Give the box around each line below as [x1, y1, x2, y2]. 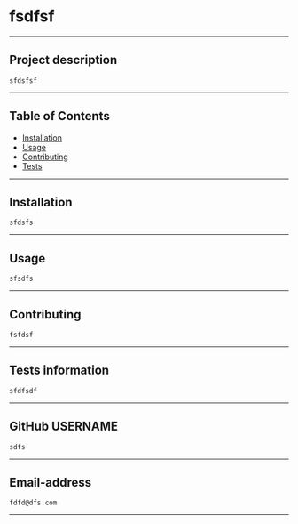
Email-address [9, 475, 92, 490]
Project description [9, 52, 118, 68]
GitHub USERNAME [9, 419, 118, 434]
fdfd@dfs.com [9, 498, 58, 508]
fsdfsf [9, 6, 55, 27]
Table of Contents [9, 109, 111, 124]
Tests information [9, 363, 109, 378]
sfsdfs [9, 274, 34, 284]
